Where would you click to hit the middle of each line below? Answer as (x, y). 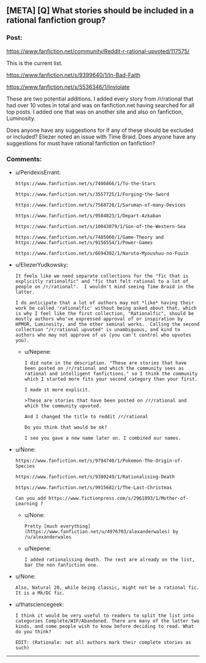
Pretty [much (41, 526)
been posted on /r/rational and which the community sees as (104, 368)
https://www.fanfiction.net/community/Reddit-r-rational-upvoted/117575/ (98, 51)
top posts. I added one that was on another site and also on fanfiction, (95, 112)
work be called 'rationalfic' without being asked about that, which (106, 308)
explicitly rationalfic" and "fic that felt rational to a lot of (102, 281)
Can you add (30, 498)
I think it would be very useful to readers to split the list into (105, 615)
